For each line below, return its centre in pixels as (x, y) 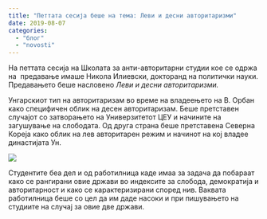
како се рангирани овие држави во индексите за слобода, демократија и (133, 182)
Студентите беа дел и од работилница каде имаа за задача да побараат (132, 173)
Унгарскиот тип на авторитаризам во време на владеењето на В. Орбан (132, 100)
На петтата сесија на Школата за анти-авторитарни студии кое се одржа (133, 68)
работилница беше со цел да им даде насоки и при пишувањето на (124, 198)
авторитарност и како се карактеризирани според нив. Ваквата (117, 190)
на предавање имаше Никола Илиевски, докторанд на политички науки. (133, 76)
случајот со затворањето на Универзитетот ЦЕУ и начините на (115, 117)
